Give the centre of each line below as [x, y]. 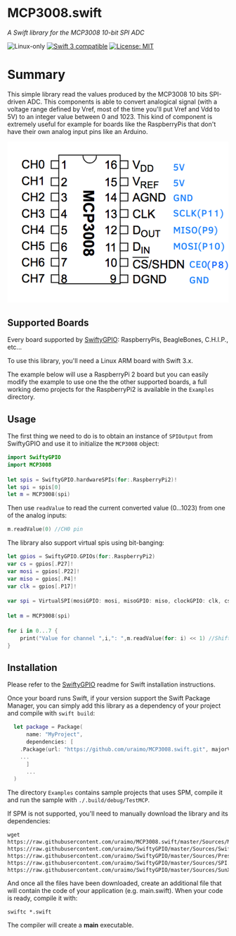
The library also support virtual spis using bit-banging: [86, 543]
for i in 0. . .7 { [33, 631]
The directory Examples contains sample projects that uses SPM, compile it [115, 793]
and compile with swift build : [51, 713]
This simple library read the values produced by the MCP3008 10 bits [107, 94]
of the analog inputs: [37, 515]
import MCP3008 [29, 464]
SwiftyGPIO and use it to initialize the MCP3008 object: [83, 444]
